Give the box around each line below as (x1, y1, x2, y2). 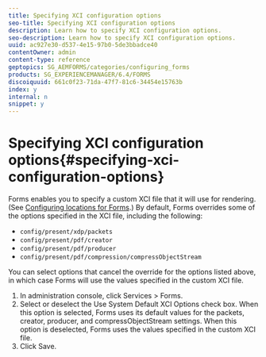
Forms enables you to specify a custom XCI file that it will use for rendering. (8, 194, 256, 204)
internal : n (8, 93, 48, 101)
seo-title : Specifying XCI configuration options (8, 19, 176, 27)
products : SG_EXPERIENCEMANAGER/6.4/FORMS (8, 71, 151, 79)
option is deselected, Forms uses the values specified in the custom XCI (19, 324, 256, 334)
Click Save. (19, 342, 57, 351)
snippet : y (8, 100, 44, 108)
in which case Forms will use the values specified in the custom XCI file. (8, 275, 244, 286)
